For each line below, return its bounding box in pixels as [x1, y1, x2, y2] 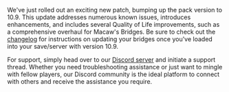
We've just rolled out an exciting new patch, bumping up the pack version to [7, 6, 222, 14]
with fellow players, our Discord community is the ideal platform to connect [7, 70, 220, 78]
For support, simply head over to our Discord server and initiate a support [7, 56, 216, 64]
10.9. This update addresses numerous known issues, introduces [7, 13, 191, 21]
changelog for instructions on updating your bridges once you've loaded [7, 35, 213, 43]
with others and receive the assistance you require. [7, 78, 153, 85]
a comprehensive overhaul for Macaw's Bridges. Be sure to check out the [7, 27, 216, 36]
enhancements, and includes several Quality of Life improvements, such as [7, 21, 220, 28]
